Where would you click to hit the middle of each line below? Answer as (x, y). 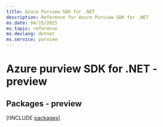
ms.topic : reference (32, 28)
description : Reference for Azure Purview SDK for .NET (77, 17)
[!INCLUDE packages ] (33, 118)
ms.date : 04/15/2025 (32, 23)
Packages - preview (44, 103)
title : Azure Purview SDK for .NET (51, 12)
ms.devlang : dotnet (31, 34)
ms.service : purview (32, 39)
